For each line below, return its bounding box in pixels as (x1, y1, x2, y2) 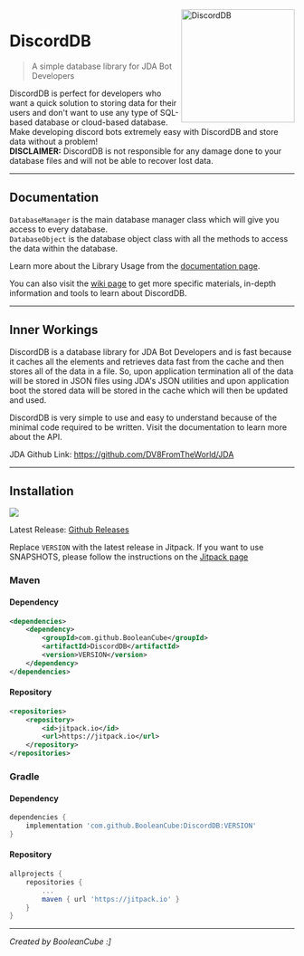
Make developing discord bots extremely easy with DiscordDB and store (9, 126, 279, 137)
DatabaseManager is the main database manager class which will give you (9, 214, 280, 225)
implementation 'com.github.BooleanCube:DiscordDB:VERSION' (25, 821, 257, 831)
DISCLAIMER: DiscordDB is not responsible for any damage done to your (9, 145, 282, 157)
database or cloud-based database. (34, 117, 169, 128)
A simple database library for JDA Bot (31, 61, 173, 72)
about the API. (9, 431, 62, 442)
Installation (9, 483, 74, 499)
